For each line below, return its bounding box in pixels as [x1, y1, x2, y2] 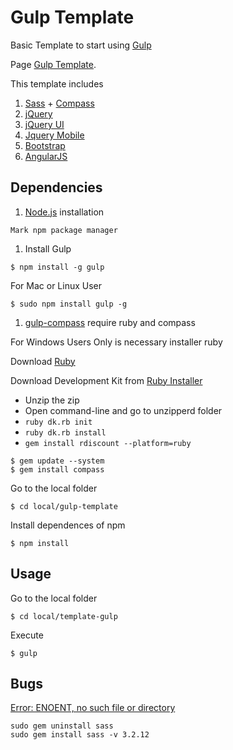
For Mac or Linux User [10, 279, 103, 291]
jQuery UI [24, 118, 65, 130]
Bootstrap [24, 139, 66, 151]
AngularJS [24, 150, 68, 162]
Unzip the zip [24, 394, 80, 406]
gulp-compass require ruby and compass [24, 316, 196, 328]
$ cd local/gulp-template [10, 501, 118, 511]
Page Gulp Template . [10, 58, 97, 70]
